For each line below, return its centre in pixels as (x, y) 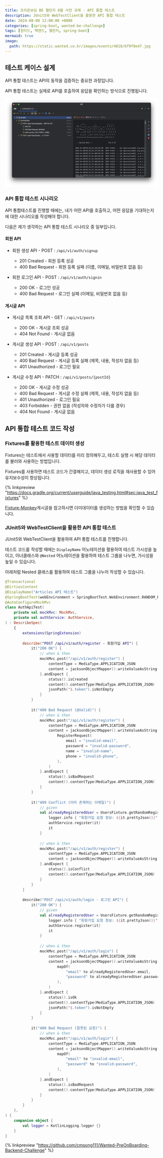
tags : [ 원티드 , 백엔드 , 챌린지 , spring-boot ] (47, 31)
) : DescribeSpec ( (24, 623)
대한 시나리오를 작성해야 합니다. (40, 216)
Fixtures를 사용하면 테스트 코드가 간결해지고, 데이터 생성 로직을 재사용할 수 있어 (80, 471)
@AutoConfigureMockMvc (28, 602)
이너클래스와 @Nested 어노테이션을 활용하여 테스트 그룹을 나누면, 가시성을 (84, 556)
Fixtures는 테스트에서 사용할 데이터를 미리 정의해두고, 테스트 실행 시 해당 (74, 455)
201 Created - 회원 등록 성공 (47, 261)
